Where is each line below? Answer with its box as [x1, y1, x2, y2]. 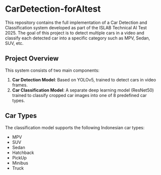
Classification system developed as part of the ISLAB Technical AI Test [5, 24, 147, 30]
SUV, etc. [5, 40, 24, 46]
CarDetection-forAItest [5, 3, 101, 15]
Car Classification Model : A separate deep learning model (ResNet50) [12, 87, 154, 93]
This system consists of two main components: [5, 67, 100, 73]
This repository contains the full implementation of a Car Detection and [5, 19, 147, 25]
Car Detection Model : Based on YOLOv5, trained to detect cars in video [12, 77, 157, 82]
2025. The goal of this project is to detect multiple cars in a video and [5, 30, 144, 36]
